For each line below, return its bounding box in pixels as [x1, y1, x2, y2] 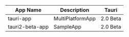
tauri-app [8, 15, 32, 22]
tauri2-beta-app [8, 23, 49, 30]
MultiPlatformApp [53, 15, 96, 22]
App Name [15, 7, 42, 13]
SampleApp [53, 23, 82, 30]
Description [60, 7, 90, 13]
